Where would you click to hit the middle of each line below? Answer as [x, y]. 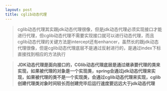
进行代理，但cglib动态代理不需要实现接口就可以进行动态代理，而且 [86, 35]
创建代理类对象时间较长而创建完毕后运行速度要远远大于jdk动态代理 [86, 83]
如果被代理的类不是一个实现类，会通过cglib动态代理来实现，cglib [93, 77]
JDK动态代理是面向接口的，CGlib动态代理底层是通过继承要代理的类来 [89, 65]
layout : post [19, 10]
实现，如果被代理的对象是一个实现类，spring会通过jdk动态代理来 [84, 71]
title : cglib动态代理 [26, 14]
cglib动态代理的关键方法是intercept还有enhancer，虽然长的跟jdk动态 [88, 42]
